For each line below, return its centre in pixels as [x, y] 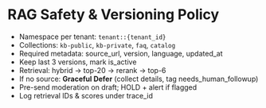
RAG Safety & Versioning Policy [113, 15]
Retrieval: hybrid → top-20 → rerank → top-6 [92, 70]
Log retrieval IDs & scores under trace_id [86, 95]
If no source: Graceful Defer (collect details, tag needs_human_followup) [139, 79]
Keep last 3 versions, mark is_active [78, 62]
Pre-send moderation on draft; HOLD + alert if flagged [108, 87]
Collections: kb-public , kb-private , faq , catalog [97, 44]
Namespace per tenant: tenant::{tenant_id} [92, 37]
